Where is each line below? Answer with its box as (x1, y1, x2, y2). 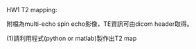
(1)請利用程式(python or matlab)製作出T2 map (6, 34, 137, 42)
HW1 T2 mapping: (6, 6, 57, 14)
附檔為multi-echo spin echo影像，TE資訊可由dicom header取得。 (6, 20, 193, 28)
